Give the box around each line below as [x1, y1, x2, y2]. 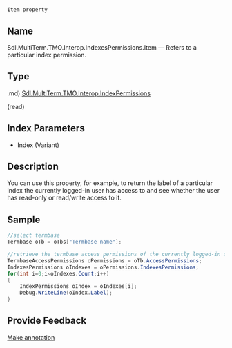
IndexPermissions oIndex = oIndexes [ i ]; [19, 283, 137, 290]
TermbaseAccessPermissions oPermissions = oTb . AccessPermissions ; [7, 257, 202, 264]
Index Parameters [7, 122, 85, 134]
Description [7, 161, 59, 173]
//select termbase [7, 232, 60, 239]
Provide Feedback [7, 315, 87, 327]
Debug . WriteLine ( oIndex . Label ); [19, 289, 113, 296]
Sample [7, 213, 41, 225]
